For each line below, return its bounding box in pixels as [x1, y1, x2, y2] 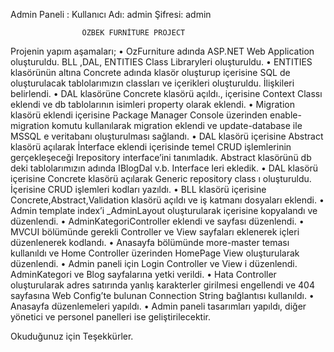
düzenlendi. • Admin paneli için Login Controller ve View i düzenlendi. [10, 258, 298, 269]
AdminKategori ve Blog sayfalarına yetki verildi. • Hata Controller [10, 269, 277, 280]
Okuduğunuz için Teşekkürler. [10, 330, 134, 342]
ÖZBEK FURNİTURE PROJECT [81, 28, 186, 38]
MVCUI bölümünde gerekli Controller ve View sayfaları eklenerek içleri [10, 226, 300, 238]
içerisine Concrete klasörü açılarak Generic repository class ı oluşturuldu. [10, 173, 312, 184]
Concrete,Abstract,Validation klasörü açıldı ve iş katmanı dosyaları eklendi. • [10, 194, 325, 206]
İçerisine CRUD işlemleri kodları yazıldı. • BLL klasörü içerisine [10, 184, 267, 195]
